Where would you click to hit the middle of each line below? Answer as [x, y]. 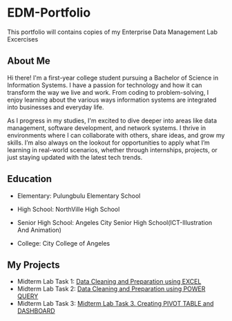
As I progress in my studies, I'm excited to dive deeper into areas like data [112, 120]
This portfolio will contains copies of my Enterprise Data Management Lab [112, 32]
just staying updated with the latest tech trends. [75, 157]
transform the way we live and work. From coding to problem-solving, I [108, 92]
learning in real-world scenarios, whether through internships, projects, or [112, 149]
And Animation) [39, 230]
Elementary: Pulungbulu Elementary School [79, 196]
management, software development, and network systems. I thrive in [106, 128]
